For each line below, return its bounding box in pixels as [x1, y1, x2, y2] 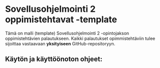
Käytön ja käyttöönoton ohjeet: [5, 55, 103, 64]
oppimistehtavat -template [5, 14, 118, 25]
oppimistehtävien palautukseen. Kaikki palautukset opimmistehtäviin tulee [5, 35, 156, 41]
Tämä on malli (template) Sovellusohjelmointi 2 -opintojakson [5, 30, 129, 36]
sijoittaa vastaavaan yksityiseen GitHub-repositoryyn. [5, 40, 116, 46]
